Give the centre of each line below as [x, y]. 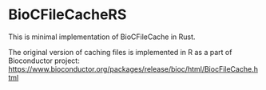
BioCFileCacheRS [67, 15]
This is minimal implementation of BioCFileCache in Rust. [102, 37]
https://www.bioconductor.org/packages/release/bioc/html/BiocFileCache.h [133, 68]
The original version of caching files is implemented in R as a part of [120, 52]
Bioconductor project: [44, 61]
